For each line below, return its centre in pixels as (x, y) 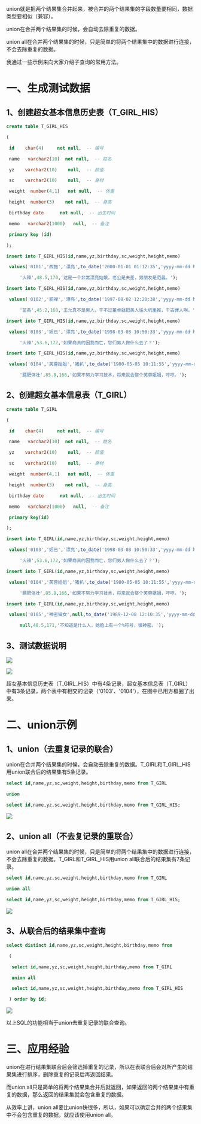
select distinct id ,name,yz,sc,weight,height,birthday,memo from (89, 945)
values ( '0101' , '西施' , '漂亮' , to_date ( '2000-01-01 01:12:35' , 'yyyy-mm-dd (99, 267)
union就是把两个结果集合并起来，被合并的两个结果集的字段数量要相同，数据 (100, 9)
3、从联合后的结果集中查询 (56, 931)
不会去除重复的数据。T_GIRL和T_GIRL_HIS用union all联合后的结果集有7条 (96, 859)
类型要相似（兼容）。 (31, 16)
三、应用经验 (38, 1049)
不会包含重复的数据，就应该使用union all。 (64, 1115)
